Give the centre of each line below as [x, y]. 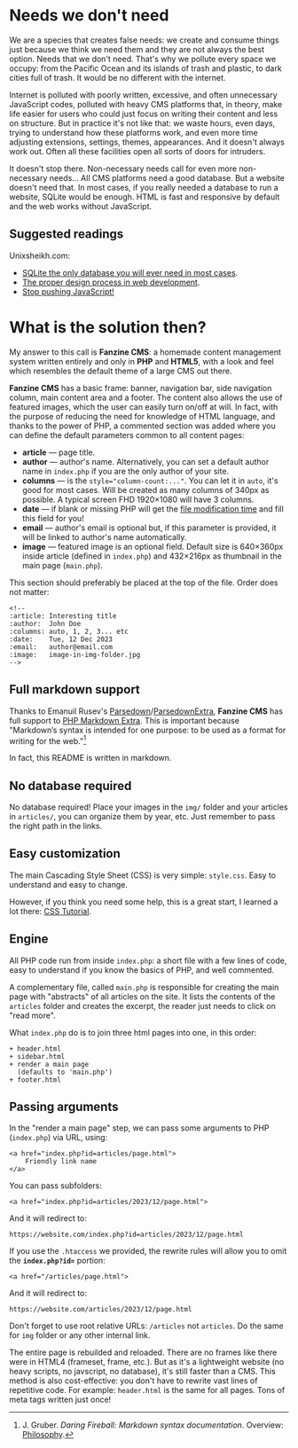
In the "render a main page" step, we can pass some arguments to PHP [139, 1128]
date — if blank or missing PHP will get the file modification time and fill [153, 509]
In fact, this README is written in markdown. [90, 758]
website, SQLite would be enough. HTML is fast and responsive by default [145, 197]
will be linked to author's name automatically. [104, 536]
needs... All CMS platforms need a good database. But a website [167, 177]
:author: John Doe [45, 623]
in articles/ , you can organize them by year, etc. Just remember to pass [142, 816]
